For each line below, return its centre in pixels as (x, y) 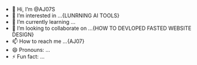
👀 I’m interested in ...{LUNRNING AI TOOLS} (66, 16)
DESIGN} (23, 35)
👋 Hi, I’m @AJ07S (33, 9)
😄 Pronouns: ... (31, 50)
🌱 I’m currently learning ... (44, 22)
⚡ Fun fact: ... (28, 56)
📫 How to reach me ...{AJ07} (48, 41)
